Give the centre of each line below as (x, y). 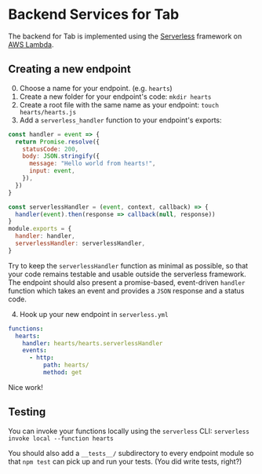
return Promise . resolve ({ (58, 142)
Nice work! (25, 387)
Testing (27, 412)
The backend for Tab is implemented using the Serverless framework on (125, 36)
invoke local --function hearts (61, 438)
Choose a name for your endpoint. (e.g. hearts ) (96, 88)
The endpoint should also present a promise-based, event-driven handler (127, 282)
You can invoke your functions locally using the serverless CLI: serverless (129, 431)
